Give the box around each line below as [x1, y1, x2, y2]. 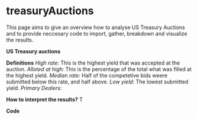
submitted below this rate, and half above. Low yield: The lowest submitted [6, 78, 189, 85]
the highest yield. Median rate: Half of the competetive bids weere [6, 72, 168, 79]
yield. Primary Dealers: [6, 84, 62, 91]
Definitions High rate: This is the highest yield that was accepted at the [6, 59, 180, 66]
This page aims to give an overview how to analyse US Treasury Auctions [6, 24, 185, 31]
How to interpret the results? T [6, 96, 83, 103]
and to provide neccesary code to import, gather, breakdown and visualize [6, 30, 187, 37]
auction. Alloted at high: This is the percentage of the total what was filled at [6, 65, 192, 72]
